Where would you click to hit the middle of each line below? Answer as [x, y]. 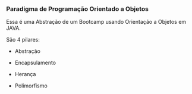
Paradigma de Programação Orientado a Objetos [77, 9]
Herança [25, 74]
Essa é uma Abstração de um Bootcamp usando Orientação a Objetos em [96, 22]
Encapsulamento [35, 63]
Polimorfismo [31, 86]
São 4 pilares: [23, 40]
